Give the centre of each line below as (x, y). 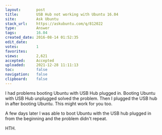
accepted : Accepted (30, 61)
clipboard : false (27, 79)
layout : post (25, 10)
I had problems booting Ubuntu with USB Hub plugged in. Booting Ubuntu (80, 93)
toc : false (27, 70)
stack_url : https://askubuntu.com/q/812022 (54, 24)
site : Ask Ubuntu (32, 19)
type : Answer (27, 28)
